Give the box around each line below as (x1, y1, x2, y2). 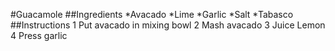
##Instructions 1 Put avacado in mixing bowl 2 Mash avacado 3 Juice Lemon (10, 19, 326, 31)
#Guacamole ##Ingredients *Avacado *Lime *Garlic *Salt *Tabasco (10, 9, 294, 20)
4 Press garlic (10, 30, 68, 41)
